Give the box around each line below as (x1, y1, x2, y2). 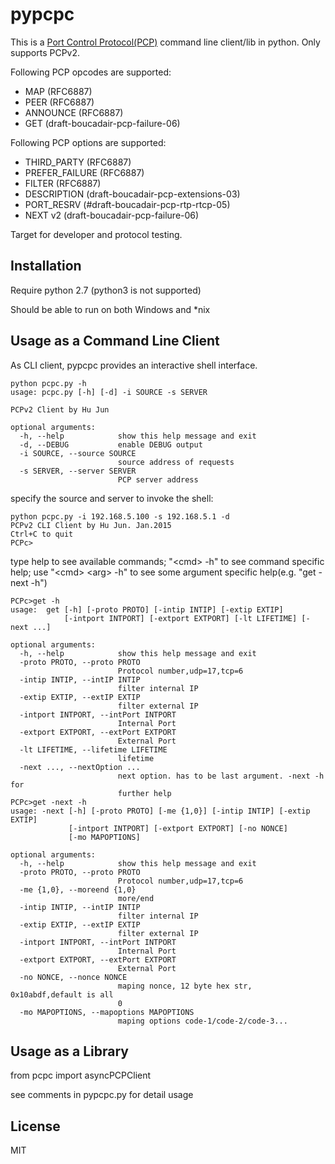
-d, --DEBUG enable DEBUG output (19, 439, 203, 450)
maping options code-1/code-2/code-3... (117, 1016, 288, 1026)
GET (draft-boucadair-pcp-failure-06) (24, 117, 181, 129)
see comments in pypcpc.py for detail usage (10, 1089, 194, 1101)
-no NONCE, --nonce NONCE (19, 972, 128, 982)
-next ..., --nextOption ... (19, 762, 141, 772)
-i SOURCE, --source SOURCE (19, 448, 137, 458)
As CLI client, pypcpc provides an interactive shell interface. (10, 359, 258, 371)
